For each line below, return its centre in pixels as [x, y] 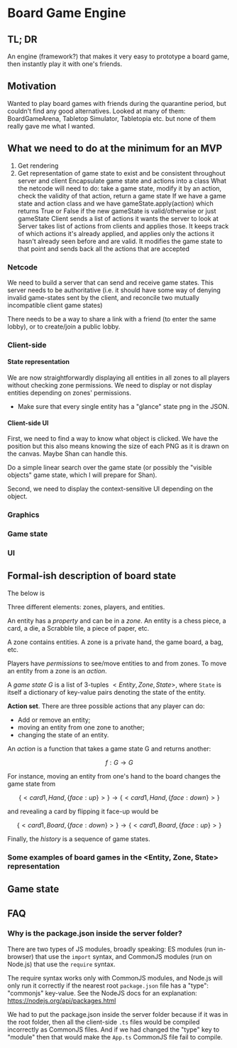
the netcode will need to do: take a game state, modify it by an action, [120, 188]
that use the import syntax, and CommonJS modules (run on [123, 956]
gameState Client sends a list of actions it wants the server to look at [118, 218]
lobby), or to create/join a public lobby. [64, 326]
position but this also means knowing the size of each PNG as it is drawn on [118, 447]
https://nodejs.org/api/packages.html [62, 1000]
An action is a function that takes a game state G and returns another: [109, 749]
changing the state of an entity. [63, 734]
